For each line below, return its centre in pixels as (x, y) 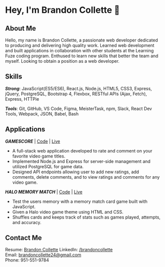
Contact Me (23, 238)
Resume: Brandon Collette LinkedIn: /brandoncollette (59, 250)
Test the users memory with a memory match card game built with (80, 201)
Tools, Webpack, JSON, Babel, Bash (42, 114)
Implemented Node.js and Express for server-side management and (81, 161)
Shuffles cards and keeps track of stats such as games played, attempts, (86, 217)
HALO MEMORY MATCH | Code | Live (44, 191)
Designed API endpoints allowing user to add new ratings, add (76, 172)
